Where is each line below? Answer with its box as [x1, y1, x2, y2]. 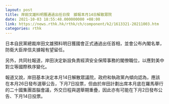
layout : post [5, 7, 33, 13]
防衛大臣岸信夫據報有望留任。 [5, 47, 67, 53]
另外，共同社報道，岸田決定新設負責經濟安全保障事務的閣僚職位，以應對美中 [5, 57, 164, 63]
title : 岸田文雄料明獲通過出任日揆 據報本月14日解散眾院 [5, 12, 112, 17]
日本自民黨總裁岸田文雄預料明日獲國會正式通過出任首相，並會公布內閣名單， [5, 41, 164, 47]
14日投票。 [22, 93, 45, 99]
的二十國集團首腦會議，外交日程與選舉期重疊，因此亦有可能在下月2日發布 [5, 87, 158, 93]
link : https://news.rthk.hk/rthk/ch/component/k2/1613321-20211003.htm [5, 21, 159, 27]
